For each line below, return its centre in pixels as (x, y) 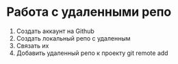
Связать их (33, 45)
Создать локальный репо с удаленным (73, 38)
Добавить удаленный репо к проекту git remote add (92, 53)
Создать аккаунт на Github (55, 31)
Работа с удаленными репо (89, 12)
